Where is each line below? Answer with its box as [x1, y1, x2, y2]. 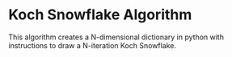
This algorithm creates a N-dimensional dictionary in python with [8, 32, 225, 42]
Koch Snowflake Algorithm [8, 6, 192, 24]
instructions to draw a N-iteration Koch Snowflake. [8, 40, 176, 50]
